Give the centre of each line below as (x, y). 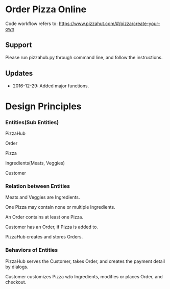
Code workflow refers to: (31, 23)
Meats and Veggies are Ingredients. (43, 197)
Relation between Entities (38, 186)
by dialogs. (17, 267)
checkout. (16, 282)
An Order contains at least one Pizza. (44, 217)
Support (19, 45)
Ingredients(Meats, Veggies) (35, 163)
